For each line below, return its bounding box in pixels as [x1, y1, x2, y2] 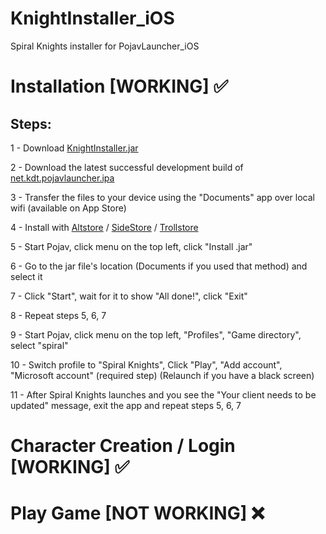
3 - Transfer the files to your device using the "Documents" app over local [10, 191, 315, 203]
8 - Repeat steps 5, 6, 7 [10, 309, 107, 321]
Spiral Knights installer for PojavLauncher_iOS [10, 40, 200, 52]
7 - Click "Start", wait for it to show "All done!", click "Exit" [10, 290, 248, 302]
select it [10, 270, 43, 282]
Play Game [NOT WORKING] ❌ [10, 502, 265, 525]
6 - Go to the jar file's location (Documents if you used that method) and [10, 260, 308, 272]
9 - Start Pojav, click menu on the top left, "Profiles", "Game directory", [10, 328, 302, 341]
